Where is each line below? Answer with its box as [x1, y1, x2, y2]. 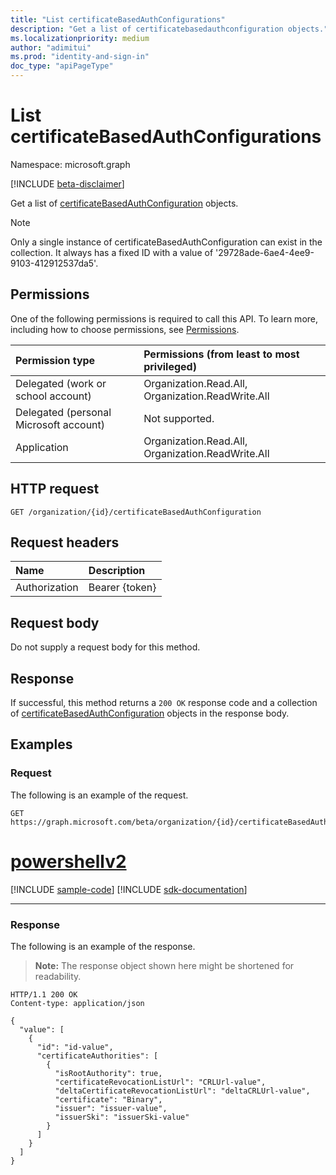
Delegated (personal [15, 405, 112, 419]
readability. [34, 970, 82, 982]
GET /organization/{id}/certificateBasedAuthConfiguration [10, 507, 262, 517]
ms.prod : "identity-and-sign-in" [10, 52, 150, 62]
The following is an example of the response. [10, 940, 196, 952]
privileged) [143, 359, 197, 373]
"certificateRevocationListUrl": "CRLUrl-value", [54, 1077, 267, 1087]
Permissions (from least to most [143, 347, 300, 361]
